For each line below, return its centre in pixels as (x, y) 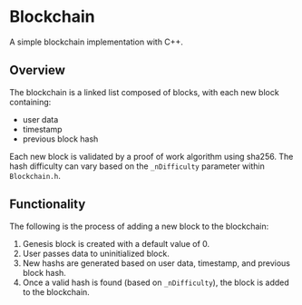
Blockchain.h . (35, 175)
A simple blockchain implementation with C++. (97, 42)
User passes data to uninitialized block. (96, 253)
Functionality (48, 205)
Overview (38, 70)
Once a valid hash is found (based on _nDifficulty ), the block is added (156, 282)
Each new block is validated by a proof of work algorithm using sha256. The (151, 156)
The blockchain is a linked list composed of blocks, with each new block (144, 92)
